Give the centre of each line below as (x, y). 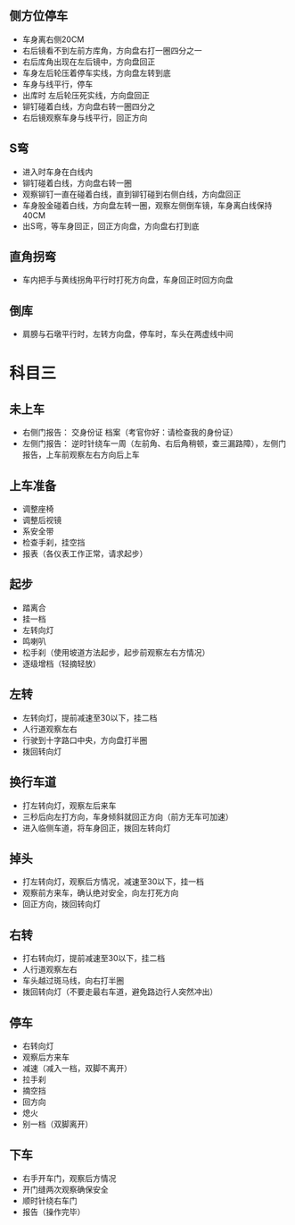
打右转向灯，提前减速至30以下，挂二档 (94, 959)
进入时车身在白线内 (57, 172)
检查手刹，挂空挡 (53, 543)
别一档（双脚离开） (57, 1124)
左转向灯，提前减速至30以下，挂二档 (90, 717)
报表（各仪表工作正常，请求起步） (85, 553)
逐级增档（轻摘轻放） (61, 663)
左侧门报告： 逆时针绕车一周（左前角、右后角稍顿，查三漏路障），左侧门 (154, 444)
